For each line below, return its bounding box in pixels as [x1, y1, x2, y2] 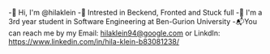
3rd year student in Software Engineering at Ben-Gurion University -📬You [8, 17, 258, 26]
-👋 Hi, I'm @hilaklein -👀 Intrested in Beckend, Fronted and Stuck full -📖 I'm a [8, 8, 263, 17]
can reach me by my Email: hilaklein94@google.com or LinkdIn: [8, 28, 221, 38]
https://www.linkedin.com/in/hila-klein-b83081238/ [8, 37, 180, 46]
